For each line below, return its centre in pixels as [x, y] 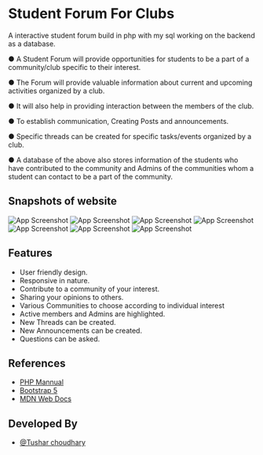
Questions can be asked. [60, 339]
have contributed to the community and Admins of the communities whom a [131, 168]
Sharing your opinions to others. [71, 297]
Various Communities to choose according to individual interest [122, 305]
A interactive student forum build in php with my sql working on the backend [131, 35]
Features [30, 253]
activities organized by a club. [57, 90]
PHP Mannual [42, 382]
